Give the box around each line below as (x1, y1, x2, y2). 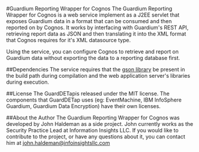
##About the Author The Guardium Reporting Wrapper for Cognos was (6, 114, 180, 121)
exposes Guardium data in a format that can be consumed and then (6, 18, 172, 24)
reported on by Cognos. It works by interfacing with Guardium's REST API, (6, 24, 189, 31)
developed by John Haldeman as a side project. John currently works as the (6, 121, 194, 127)
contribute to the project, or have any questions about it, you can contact (6, 133, 186, 140)
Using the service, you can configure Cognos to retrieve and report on (6, 48, 179, 55)
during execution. (6, 78, 49, 85)
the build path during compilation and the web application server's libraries (6, 72, 191, 79)
